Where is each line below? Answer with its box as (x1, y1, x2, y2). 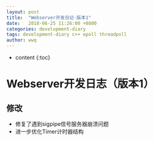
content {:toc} (15, 54, 51, 61)
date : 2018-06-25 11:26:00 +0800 (6, 20, 97, 26)
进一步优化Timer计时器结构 (15, 128, 84, 135)
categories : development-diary (6, 26, 86, 32)
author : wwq (6, 37, 37, 43)
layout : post (6, 9, 40, 15)
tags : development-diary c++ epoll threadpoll (6, 32, 127, 38)
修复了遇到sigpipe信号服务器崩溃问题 (15, 120, 109, 128)
